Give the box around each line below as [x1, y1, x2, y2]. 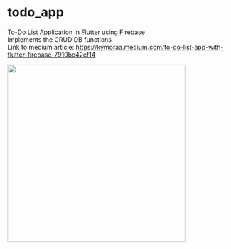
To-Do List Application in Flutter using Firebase [7, 28, 146, 36]
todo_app [7, 4, 64, 21]
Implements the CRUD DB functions [7, 35, 112, 43]
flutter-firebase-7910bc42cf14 [7, 50, 96, 59]
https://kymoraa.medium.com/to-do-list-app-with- [75, 43, 224, 51]
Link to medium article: [7, 43, 75, 51]
